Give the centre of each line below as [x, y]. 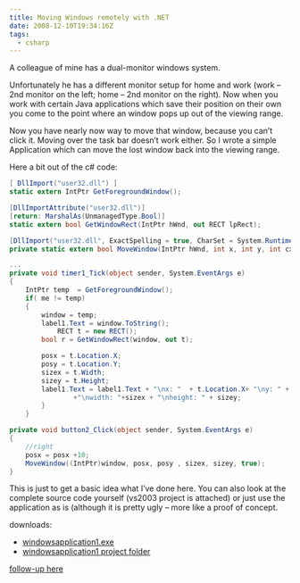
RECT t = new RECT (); [97, 331]
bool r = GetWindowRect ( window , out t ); [117, 340]
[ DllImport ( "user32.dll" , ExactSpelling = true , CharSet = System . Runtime [151, 241]
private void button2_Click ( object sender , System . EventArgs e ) [131, 430]
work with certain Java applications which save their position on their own [146, 104]
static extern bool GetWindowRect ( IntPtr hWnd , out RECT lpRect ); [135, 224]
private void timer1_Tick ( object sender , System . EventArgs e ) [127, 273]
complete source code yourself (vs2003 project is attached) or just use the [147, 498]
